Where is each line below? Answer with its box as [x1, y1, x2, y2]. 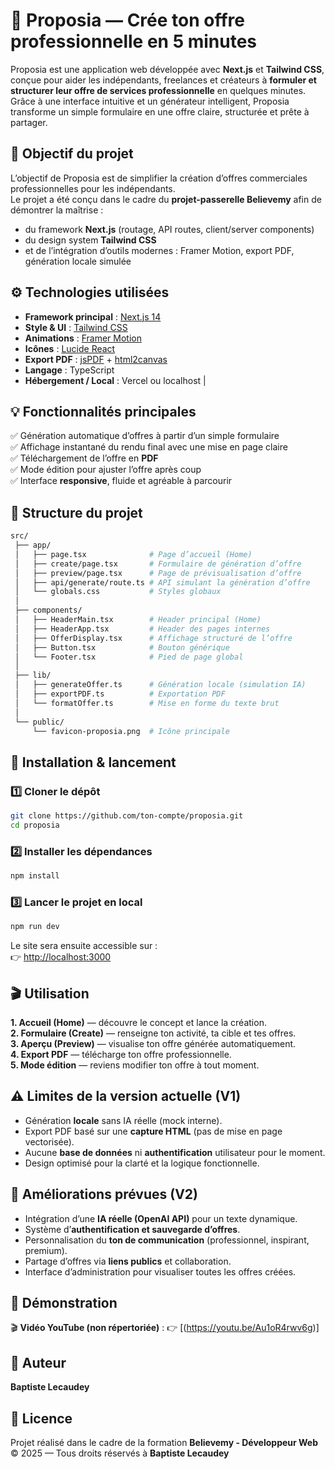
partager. [10, 116, 48, 128]
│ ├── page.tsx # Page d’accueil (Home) [14, 549, 253, 559]
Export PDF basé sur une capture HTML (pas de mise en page [24, 1125, 283, 1137]
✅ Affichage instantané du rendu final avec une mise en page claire [10, 441, 288, 453]
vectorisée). [24, 1135, 75, 1148]
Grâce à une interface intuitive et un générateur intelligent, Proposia [10, 95, 290, 107]
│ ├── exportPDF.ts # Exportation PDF [14, 689, 226, 699]
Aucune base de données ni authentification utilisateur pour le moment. [24, 1146, 326, 1158]
